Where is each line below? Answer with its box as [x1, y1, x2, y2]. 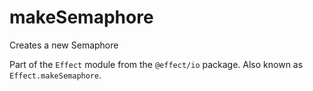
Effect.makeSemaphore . [9, 69, 102, 81]
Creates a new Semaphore [9, 39, 119, 51]
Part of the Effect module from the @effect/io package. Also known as [9, 58, 304, 70]
